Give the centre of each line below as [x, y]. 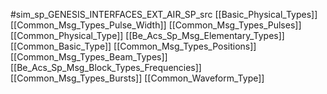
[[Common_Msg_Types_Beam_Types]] [89, 57]
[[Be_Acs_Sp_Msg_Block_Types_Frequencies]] [106, 67]
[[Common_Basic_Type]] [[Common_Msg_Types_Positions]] [133, 46]
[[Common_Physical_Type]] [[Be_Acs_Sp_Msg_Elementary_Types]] [147, 35]
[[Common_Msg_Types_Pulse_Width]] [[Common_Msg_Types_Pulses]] [156, 25]
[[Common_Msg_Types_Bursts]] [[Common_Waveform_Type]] [137, 78]
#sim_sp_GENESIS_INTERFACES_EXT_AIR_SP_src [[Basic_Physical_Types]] [164, 14]
